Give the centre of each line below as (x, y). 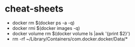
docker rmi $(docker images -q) (46, 28)
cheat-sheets (34, 9)
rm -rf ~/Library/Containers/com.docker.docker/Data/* (70, 39)
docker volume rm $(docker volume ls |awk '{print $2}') (71, 33)
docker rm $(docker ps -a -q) (43, 23)
